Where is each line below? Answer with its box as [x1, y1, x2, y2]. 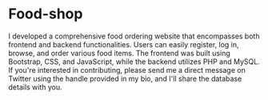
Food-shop [8, 5, 83, 23]
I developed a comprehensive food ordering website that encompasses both [8, 31, 260, 41]
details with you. [8, 82, 62, 92]
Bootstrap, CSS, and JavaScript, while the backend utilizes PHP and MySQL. [8, 57, 260, 66]
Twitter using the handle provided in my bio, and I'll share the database [8, 74, 242, 83]
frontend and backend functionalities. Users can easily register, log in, [8, 39, 239, 49]
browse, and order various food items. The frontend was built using [8, 48, 230, 58]
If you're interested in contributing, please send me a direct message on [8, 65, 246, 74]
